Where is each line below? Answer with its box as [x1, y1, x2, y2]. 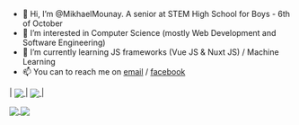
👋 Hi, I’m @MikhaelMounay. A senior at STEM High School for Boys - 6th [22, 9, 290, 19]
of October [22, 18, 63, 29]
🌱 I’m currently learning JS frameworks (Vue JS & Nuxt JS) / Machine [22, 47, 280, 58]
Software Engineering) [22, 37, 106, 48]
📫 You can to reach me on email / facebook [22, 67, 186, 76]
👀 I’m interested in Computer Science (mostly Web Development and [22, 28, 277, 38]
